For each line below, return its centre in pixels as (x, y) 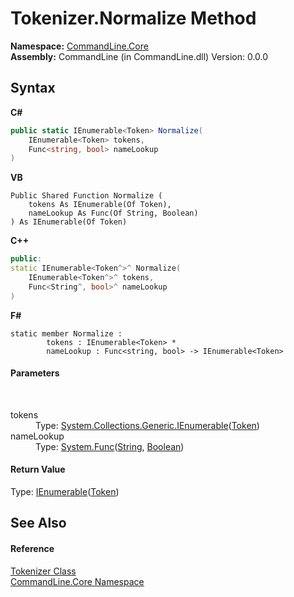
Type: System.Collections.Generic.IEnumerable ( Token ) (147, 425)
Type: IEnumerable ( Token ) (65, 492)
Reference (32, 549)
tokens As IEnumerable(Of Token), (100, 205)
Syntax (33, 88)
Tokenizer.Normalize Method (133, 18)
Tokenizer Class (43, 571)
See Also (38, 523)
